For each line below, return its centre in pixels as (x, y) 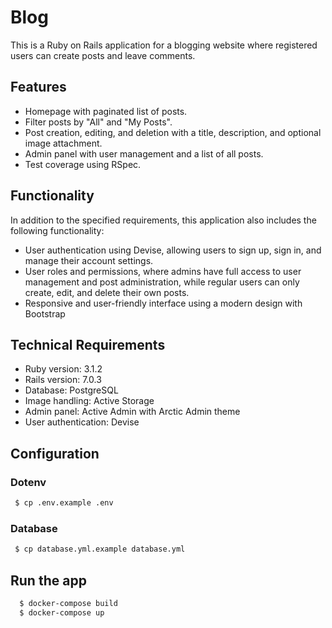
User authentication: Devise (82, 422)
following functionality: (57, 230)
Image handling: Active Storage (89, 401)
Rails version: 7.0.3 (63, 380)
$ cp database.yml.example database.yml (100, 549)
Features (38, 87)
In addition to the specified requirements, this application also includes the (163, 220)
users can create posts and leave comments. (103, 55)
